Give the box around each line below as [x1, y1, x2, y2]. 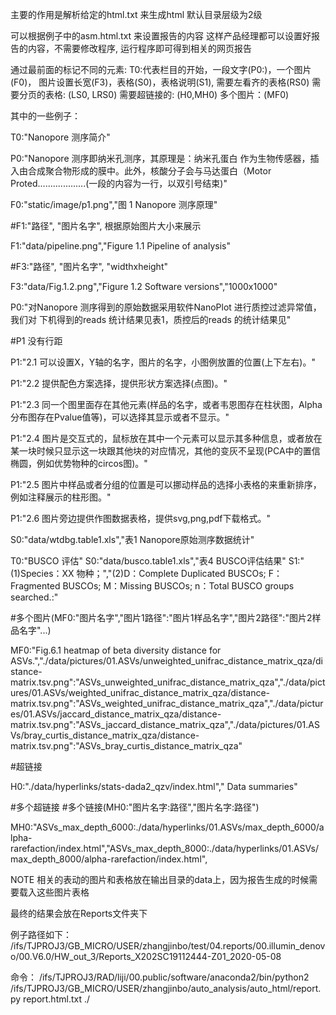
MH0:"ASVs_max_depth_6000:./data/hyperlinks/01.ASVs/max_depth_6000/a [10, 821, 325, 833]
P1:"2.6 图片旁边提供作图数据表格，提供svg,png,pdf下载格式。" [10, 513, 271, 524]
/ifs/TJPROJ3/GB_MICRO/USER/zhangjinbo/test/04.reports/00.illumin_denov [10, 940, 326, 952]
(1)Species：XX [10, 568, 75, 579]
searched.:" [10, 591, 59, 603]
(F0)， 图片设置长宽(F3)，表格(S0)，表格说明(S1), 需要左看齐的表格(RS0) [10, 76, 310, 88]
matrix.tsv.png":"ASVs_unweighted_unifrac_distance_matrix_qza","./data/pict [10, 676, 326, 688]
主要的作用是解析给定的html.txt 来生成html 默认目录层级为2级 [10, 9, 263, 20]
